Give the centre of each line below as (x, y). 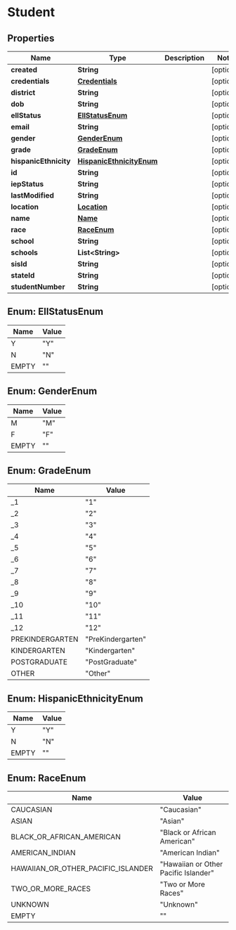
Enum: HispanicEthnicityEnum (76, 698)
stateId (23, 275)
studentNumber (38, 287)
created (24, 70)
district (23, 92)
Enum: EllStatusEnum (55, 312)
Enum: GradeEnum (49, 471)
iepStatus (27, 184)
